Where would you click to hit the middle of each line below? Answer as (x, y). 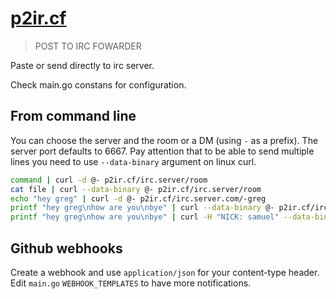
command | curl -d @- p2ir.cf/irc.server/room (109, 180)
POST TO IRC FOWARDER (88, 46)
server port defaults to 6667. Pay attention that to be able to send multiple (162, 151)
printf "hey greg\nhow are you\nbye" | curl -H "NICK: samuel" (145, 217)
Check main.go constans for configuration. (98, 84)
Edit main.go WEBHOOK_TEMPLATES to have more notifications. (131, 283)
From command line (73, 116)
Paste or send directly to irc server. (82, 65)
